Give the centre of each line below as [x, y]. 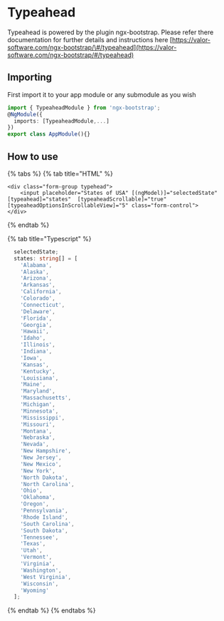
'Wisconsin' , [39, 584]
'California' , [41, 292]
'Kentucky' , [38, 371]
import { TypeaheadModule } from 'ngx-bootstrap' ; [84, 108]
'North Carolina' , [47, 484]
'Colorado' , [38, 298]
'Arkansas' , [38, 285]
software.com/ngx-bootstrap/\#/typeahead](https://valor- [92, 47]
